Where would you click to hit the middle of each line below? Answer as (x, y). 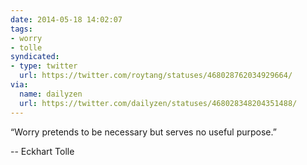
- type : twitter (44, 66)
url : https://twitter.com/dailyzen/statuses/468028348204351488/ (158, 103)
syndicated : (35, 57)
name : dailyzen (51, 94)
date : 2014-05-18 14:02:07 (66, 19)
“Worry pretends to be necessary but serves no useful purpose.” (143, 132)
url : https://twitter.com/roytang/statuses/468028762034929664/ (156, 76)
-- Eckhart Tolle (42, 151)
